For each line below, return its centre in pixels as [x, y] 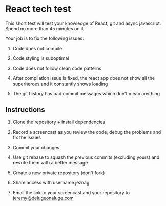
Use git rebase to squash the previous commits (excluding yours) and [86, 157]
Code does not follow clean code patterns [57, 68]
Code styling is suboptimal [41, 58]
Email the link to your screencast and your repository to [71, 192]
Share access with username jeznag [51, 182]
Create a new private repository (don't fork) [59, 173]
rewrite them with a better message [50, 162]
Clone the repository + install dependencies [59, 122]
